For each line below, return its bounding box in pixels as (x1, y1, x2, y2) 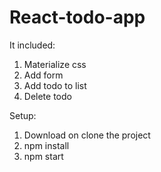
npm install (23, 139, 70, 151)
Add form (23, 69, 64, 81)
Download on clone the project (23, 129, 151, 141)
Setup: (9, 109, 37, 121)
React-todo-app (9, 6, 146, 29)
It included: (9, 39, 56, 51)
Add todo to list (23, 79, 87, 91)
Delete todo (23, 90, 72, 102)
